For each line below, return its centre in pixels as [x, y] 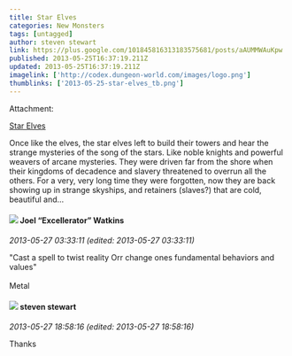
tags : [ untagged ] [41, 34]
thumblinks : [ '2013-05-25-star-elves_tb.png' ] [96, 83]
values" [23, 267]
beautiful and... [37, 199]
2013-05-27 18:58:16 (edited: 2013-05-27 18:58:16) [102, 327]
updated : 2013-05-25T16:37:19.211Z [75, 67]
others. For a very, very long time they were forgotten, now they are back [142, 180]
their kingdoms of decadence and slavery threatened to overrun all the [138, 171]
